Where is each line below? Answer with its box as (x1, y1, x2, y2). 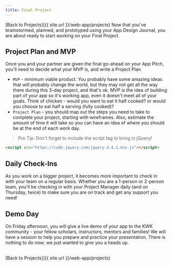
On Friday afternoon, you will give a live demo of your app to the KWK (5, 223, 153, 229)
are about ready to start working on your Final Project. (5, 32, 120, 38)
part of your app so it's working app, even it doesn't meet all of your (12, 93, 157, 99)
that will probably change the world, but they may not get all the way (12, 81, 158, 88)
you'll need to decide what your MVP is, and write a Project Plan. (5, 66, 142, 72)
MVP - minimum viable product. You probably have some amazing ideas (12, 76, 163, 83)
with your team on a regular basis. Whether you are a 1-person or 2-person (5, 178, 164, 185)
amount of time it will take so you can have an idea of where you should (12, 120, 165, 126)
